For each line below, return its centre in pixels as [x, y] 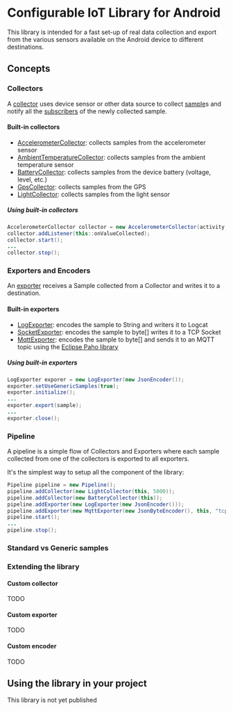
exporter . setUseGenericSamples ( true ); [63, 386]
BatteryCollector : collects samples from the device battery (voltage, [114, 172]
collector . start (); [35, 240]
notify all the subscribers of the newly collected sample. [87, 111]
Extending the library [43, 566]
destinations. [26, 47]
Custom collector [33, 583]
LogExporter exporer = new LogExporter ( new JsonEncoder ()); [96, 380]
